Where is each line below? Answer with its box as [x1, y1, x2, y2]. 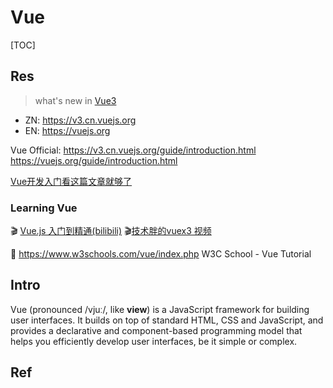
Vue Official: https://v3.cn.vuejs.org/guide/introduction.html [10, 144, 257, 156]
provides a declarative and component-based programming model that [10, 324, 303, 336]
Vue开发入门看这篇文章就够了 [10, 175, 133, 187]
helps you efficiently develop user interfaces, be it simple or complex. [10, 335, 298, 347]
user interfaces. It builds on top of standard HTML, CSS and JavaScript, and [10, 314, 324, 326]
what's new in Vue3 [34, 94, 117, 106]
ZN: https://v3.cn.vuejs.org [24, 114, 137, 126]
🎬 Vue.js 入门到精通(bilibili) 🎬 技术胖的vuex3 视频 [10, 225, 212, 237]
